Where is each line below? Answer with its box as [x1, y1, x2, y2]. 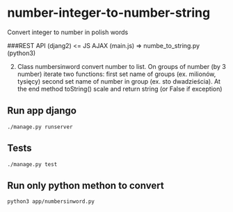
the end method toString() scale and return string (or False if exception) [17, 84, 223, 93]
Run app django [7, 105, 77, 116]
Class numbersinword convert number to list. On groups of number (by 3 [17, 62, 226, 70]
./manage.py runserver [7, 123, 73, 130]
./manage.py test [7, 160, 58, 168]
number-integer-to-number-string [7, 5, 211, 21]
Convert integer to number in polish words [7, 28, 129, 36]
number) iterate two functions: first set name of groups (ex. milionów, [17, 70, 216, 78]
